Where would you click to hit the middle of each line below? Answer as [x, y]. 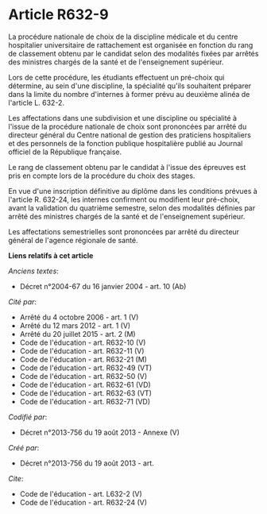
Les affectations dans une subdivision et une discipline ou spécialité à [122, 118]
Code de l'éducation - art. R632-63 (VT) [86, 393]
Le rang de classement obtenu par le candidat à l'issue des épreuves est [127, 167]
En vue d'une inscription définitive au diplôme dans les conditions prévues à [133, 191]
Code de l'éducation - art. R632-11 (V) [82, 350]
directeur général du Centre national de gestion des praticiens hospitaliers [130, 135]
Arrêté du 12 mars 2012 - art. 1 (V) [75, 325]
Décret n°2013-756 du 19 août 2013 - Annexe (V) [100, 432]
